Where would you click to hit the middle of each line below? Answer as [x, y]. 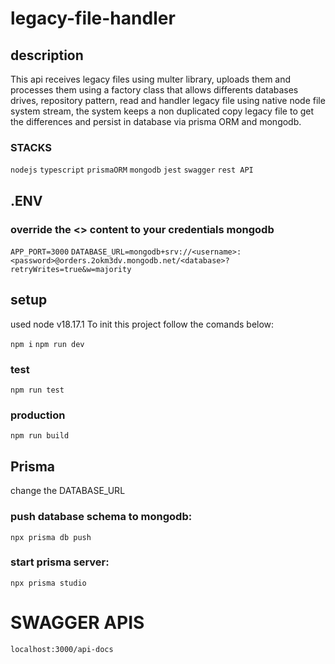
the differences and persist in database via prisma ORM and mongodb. [156, 121]
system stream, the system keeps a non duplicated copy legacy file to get [162, 111]
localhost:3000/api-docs [62, 649]
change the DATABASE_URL [68, 491]
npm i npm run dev [47, 344]
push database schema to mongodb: [101, 517]
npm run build [40, 436]
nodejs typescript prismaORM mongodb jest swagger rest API [132, 170]
